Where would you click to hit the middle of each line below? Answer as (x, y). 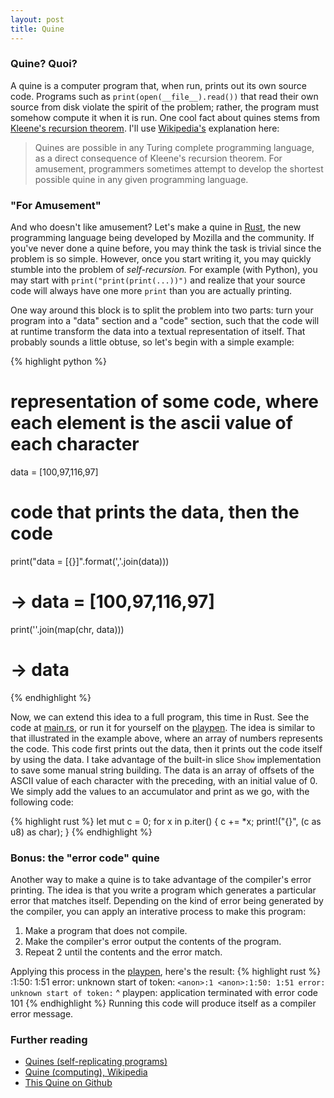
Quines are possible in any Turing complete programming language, (174, 147)
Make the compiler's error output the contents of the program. (153, 942)
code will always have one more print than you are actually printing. (151, 291)
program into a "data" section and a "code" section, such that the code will (165, 321)
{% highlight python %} (58, 362)
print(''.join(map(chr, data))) (67, 629)
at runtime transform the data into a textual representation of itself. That (158, 332)
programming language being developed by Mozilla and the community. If (162, 238)
